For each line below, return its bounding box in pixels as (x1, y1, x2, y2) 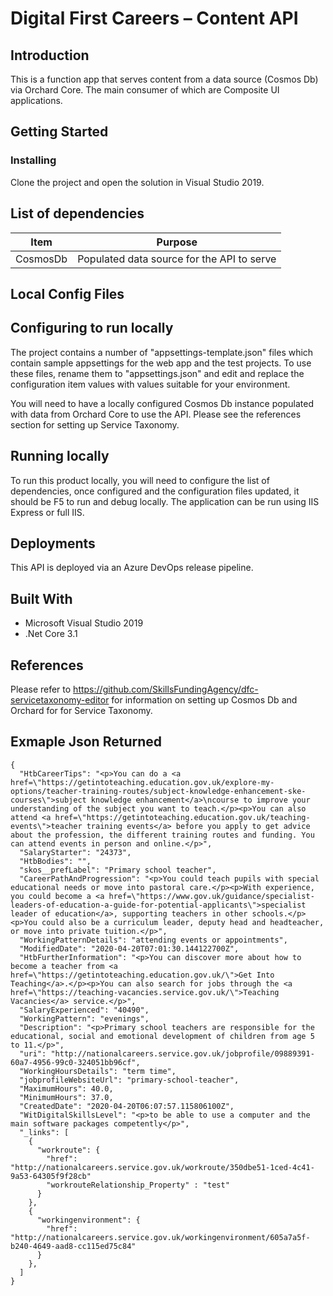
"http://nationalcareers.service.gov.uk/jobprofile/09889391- (50, 1048, 315, 1059)
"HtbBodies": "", (19, 856, 92, 866)
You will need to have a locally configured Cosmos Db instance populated (10, 397, 314, 409)
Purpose (156, 235, 198, 249)
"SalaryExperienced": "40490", (19, 1005, 150, 1015)
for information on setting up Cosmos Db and (111, 693, 298, 706)
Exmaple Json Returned (10, 733, 163, 751)
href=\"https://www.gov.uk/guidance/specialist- (108, 891, 315, 901)
